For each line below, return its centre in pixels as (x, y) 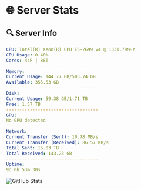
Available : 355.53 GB (33, 82)
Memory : (16, 71)
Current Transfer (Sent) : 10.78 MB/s (52, 137)
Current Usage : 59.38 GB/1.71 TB (47, 99)
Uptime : (16, 164)
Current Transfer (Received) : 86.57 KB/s (58, 142)
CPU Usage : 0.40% (27, 55)
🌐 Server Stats (43, 10)
